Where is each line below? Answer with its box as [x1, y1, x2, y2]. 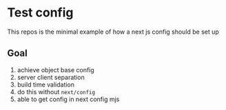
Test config [7, 5, 74, 21]
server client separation [17, 73, 85, 81]
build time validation [17, 80, 74, 89]
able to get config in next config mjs [17, 95, 120, 103]
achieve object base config [17, 65, 94, 74]
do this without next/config [17, 87, 95, 96]
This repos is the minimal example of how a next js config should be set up [7, 27, 219, 36]
